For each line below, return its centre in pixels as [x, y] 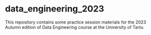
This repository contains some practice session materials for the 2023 [76, 22]
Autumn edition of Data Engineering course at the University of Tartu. [75, 27]
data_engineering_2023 [54, 9]
